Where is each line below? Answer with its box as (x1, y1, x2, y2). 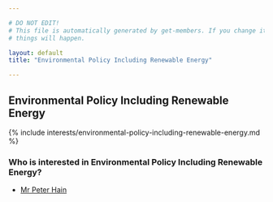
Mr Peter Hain (19, 185, 67, 195)
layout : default (8, 49, 63, 57)
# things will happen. (8, 34, 85, 42)
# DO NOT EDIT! (8, 19, 60, 27)
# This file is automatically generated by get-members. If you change (8, 26, 256, 35)
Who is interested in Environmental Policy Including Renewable (8, 156, 262, 167)
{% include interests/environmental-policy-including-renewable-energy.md (8, 127, 261, 137)
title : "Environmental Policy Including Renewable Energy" (8, 56, 213, 65)
